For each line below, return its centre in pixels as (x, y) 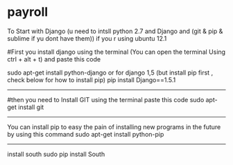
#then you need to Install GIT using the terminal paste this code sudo (106, 99)
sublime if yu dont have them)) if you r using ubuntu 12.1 (87, 38)
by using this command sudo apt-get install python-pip (86, 134)
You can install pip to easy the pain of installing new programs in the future (114, 127)
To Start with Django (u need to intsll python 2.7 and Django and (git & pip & (115, 31)
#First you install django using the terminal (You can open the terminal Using (116, 52)
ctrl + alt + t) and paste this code (54, 59)
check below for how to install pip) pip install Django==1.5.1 (92, 79)
